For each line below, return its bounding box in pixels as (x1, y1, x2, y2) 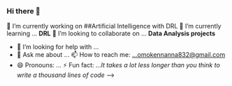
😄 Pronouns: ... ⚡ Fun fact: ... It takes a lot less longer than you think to (16, 61, 221, 69)
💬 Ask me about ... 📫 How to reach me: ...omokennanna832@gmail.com (16, 51, 226, 59)
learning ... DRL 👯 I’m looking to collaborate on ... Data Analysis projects (6, 29, 216, 37)
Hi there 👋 (6, 6, 41, 16)
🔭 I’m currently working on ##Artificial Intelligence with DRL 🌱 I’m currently (6, 22, 222, 31)
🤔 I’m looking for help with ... (16, 43, 99, 51)
